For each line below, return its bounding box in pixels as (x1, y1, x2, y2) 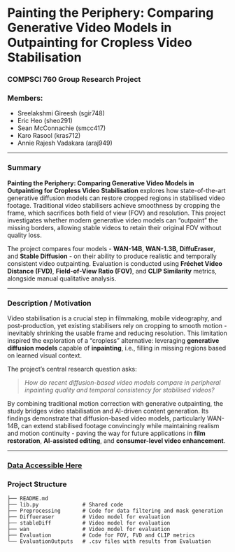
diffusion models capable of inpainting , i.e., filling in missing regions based (7, 344, 227, 352)
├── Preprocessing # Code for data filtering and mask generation (7, 507, 224, 515)
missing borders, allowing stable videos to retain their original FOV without (7, 223, 222, 232)
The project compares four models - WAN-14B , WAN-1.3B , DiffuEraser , (7, 244, 215, 253)
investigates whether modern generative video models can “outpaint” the (7, 215, 218, 225)
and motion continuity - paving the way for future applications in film (7, 429, 206, 437)
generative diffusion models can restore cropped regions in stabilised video (7, 194, 225, 202)
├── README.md (7, 495, 49, 502)
